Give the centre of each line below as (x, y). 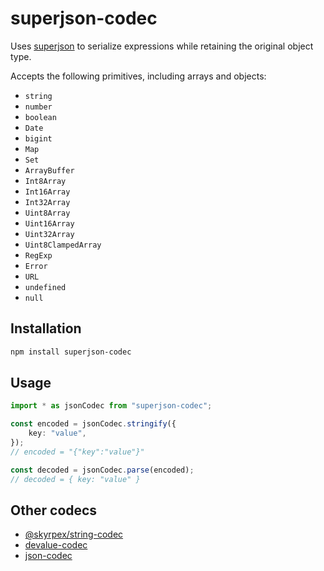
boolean (40, 117)
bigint (38, 138)
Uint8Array (47, 213)
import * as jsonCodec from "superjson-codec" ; (111, 406)
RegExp (38, 255)
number (38, 107)
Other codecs (54, 510)
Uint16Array (49, 223)
